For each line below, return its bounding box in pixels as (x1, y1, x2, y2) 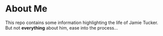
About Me (5, 3, 47, 14)
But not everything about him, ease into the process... (5, 24, 119, 30)
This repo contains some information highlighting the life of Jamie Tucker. (5, 19, 158, 25)
